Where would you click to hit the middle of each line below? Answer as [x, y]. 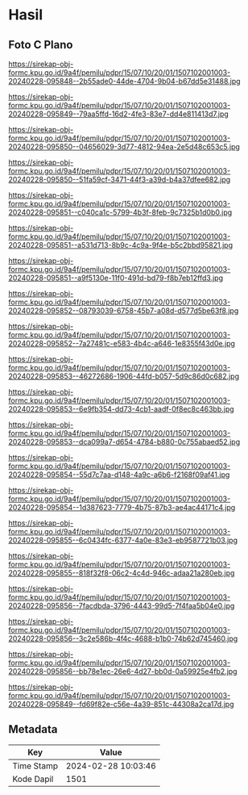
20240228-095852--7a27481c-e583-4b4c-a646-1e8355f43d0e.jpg [122, 343]
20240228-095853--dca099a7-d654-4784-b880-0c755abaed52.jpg [124, 442]
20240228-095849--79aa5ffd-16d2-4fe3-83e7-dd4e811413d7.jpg [119, 114]
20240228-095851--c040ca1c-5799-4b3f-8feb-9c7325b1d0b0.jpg [120, 212]
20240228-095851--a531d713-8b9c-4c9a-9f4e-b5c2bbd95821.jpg [121, 245]
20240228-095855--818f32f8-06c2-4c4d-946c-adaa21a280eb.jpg [122, 573]
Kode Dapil [33, 779]
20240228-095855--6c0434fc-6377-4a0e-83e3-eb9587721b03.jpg [123, 540]
